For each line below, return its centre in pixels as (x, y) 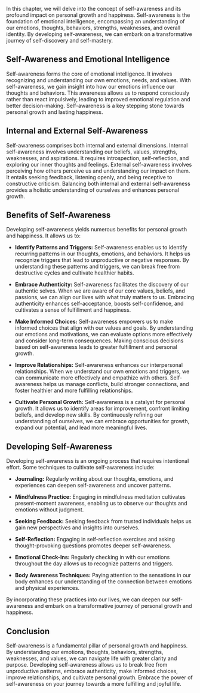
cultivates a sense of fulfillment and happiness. (73, 310)
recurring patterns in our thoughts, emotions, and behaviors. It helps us (103, 254)
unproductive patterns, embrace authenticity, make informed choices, (92, 671)
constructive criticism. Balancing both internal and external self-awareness (99, 183)
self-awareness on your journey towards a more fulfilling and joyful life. (94, 684)
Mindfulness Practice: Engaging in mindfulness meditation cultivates (100, 497)
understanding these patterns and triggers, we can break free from (97, 267)
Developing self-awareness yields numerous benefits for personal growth (96, 230)
